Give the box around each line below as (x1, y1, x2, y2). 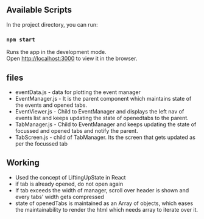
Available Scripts (6, 5, 72, 15)
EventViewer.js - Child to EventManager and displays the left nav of (15, 107, 185, 115)
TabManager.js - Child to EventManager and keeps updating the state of (15, 121, 197, 128)
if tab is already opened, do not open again (15, 180, 124, 187)
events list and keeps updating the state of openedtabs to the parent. (15, 114, 189, 121)
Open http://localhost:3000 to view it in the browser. (6, 55, 138, 62)
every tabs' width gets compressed (15, 193, 105, 200)
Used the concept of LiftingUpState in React (15, 174, 126, 181)
